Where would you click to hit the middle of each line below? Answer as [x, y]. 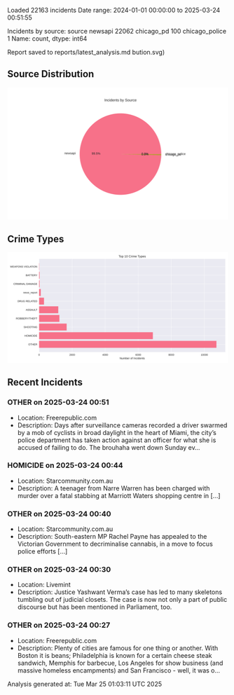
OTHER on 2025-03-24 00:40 [59, 514]
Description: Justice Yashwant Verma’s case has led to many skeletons [120, 592]
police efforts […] [42, 551]
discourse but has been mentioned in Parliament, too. [95, 607]
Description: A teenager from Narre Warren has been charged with [113, 488]
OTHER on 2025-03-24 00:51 [58, 402]
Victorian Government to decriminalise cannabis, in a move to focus [115, 544]
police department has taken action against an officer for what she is [117, 440]
